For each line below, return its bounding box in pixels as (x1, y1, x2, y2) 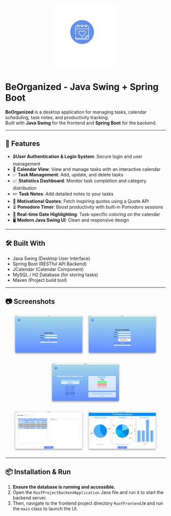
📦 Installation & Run (5, 467, 71, 477)
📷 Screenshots (5, 297, 55, 306)
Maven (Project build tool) (12, 277, 67, 283)
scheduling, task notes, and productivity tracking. (5, 114, 109, 120)
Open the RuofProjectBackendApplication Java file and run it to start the (12, 489, 164, 495)
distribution (12, 185, 37, 191)
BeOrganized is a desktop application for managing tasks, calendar (5, 109, 147, 115)
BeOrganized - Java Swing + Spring (5, 81, 159, 93)
